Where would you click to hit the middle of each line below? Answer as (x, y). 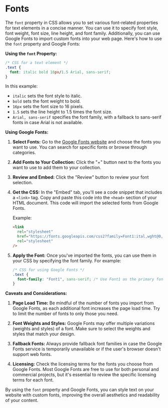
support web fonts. (32, 354)
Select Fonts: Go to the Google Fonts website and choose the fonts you (87, 142)
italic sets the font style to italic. (47, 96)
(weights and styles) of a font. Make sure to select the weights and (81, 329)
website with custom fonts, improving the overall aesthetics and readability (82, 395)
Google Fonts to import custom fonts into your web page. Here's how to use (83, 39)
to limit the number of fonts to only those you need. (65, 314)
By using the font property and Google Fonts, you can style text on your (80, 390)
